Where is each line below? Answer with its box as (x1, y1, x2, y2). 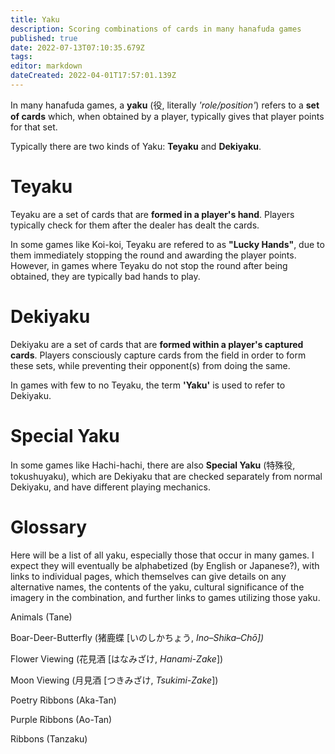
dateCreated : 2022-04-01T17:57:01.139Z (10, 71, 177, 81)
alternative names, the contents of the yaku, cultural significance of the (10, 581, 305, 593)
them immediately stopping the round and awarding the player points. (10, 249, 297, 261)
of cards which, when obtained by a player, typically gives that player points (10, 110, 325, 122)
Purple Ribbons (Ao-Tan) (10, 713, 113, 725)
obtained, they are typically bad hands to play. (10, 270, 201, 282)
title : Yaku (10, 14, 60, 25)
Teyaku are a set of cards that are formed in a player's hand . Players (10, 208, 295, 220)
